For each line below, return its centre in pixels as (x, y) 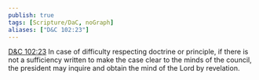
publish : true (31, 15)
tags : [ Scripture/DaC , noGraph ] (61, 23)
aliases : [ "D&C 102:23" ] (49, 30)
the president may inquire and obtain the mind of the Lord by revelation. (124, 68)
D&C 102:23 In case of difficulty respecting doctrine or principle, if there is (128, 52)
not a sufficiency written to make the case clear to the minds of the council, (130, 60)
